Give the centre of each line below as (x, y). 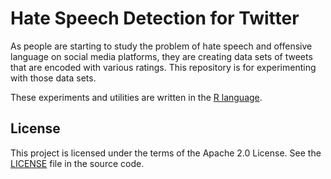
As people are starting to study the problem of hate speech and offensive (161, 46)
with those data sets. (53, 78)
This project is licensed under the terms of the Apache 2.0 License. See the (166, 153)
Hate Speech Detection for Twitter (155, 18)
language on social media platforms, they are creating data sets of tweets (161, 56)
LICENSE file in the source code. (77, 163)
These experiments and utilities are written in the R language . (136, 97)
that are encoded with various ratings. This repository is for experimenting (163, 67)
